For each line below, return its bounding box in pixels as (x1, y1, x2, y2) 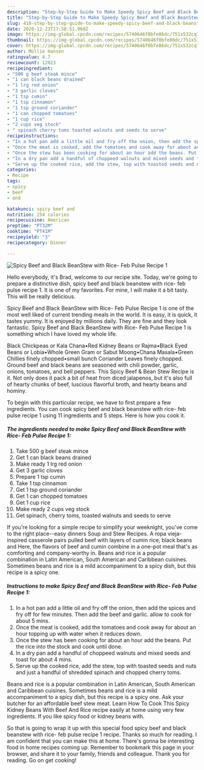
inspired (7, 536, 27, 543)
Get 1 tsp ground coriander (15, 486, 83, 493)
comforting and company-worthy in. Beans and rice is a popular (7, 549, 166, 557)
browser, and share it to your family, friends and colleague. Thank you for (7, 750, 190, 757)
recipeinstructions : (7, 133, 59, 139)
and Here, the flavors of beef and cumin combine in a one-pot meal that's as (7, 543, 198, 550)
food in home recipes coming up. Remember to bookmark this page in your (7, 743, 194, 751)
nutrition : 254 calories (7, 212, 70, 218)
